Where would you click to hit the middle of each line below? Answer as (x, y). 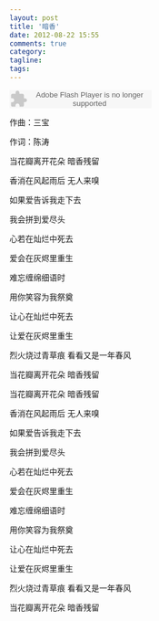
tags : (20, 69)
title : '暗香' (35, 26)
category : (28, 52)
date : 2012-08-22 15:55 (55, 35)
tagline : (26, 60)
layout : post (34, 18)
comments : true (38, 43)
